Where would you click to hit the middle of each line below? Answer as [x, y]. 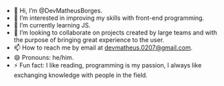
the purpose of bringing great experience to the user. [89, 40]
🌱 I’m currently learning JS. [52, 25]
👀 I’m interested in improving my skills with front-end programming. [109, 18]
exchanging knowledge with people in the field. [80, 75]
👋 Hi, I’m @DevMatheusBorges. [58, 11]
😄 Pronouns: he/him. [44, 57]
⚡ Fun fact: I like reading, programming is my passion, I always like [108, 65]
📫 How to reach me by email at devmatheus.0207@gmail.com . [103, 47]
